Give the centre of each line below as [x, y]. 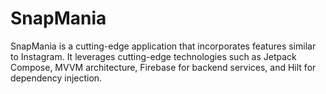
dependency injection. [56, 78]
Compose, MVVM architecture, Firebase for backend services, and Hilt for [163, 67]
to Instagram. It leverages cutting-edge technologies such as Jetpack [153, 56]
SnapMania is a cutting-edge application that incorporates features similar [163, 46]
